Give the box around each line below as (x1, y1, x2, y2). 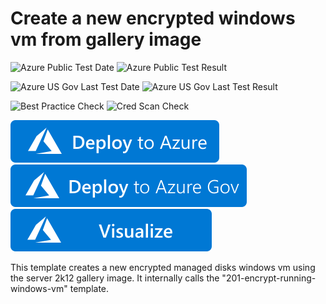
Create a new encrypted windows (10, 7, 296, 30)
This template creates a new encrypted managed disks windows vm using (10, 261, 316, 273)
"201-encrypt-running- (221, 272, 317, 284)
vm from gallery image (10, 28, 202, 51)
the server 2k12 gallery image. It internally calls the (10, 272, 220, 284)
